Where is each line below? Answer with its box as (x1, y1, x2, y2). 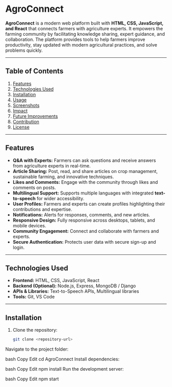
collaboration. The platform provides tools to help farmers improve (5, 36, 145, 42)
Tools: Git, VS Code (12, 294, 55, 300)
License (12, 124, 30, 130)
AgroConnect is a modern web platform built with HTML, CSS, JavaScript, (5, 20, 164, 26)
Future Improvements (12, 113, 58, 119)
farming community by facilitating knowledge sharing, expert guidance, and (5, 31, 165, 37)
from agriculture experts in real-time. (12, 162, 91, 169)
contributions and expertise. (12, 206, 73, 212)
